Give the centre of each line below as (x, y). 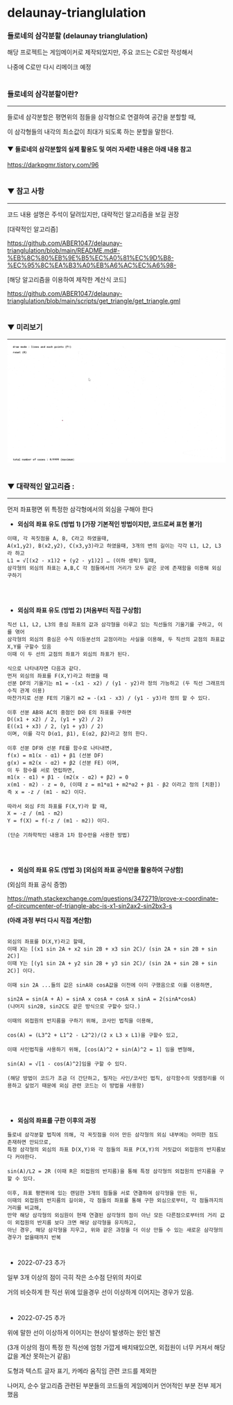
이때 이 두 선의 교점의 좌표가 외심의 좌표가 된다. (69, 654)
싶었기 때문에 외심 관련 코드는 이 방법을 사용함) (84, 1086)
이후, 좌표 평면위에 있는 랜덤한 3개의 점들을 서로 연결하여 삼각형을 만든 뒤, (103, 1193)
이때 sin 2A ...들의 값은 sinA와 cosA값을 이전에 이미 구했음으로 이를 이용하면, (110, 985)
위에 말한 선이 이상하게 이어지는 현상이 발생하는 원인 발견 (84, 1332)
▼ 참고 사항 (26, 191)
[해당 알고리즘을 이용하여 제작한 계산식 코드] (67, 279)
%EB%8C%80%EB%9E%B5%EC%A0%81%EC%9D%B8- (91, 257)
